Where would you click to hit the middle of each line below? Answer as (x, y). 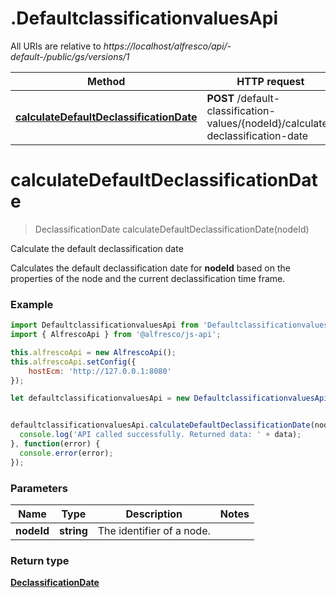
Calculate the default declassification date (97, 248)
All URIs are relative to (56, 46)
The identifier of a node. (154, 530)
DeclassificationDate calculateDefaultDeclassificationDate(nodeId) (172, 229)
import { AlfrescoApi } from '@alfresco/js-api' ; (116, 335)
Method (106, 81)
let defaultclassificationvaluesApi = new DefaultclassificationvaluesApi (169, 398)
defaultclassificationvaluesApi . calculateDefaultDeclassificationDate (160, 425)
